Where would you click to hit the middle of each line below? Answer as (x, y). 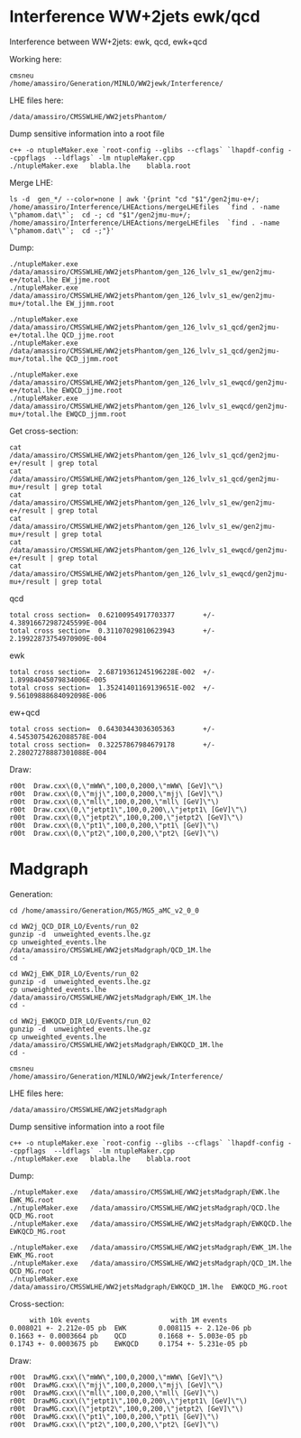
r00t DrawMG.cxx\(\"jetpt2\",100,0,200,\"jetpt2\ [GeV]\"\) (127, 1409)
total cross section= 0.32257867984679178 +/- (113, 745)
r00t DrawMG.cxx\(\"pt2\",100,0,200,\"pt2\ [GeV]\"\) (114, 1424)
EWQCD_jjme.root (92, 390)
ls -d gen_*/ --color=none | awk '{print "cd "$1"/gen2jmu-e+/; (134, 199)
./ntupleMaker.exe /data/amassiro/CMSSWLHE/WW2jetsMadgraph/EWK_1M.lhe (151, 1248)
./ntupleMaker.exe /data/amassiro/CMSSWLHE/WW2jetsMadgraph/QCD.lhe (145, 1208)
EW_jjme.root (86, 280)
